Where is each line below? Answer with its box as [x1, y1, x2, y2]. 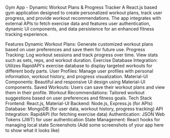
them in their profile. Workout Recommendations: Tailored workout [5, 90, 145, 95]
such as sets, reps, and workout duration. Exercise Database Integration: [5, 57, 158, 63]
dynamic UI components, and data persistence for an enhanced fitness [5, 26, 154, 32]
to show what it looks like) [5, 127, 60, 133]
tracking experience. [5, 31, 49, 37]
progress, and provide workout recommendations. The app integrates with [5, 15, 161, 21]
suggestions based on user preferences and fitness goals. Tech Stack [5, 95, 152, 101]
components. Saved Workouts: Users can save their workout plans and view [5, 84, 165, 90]
